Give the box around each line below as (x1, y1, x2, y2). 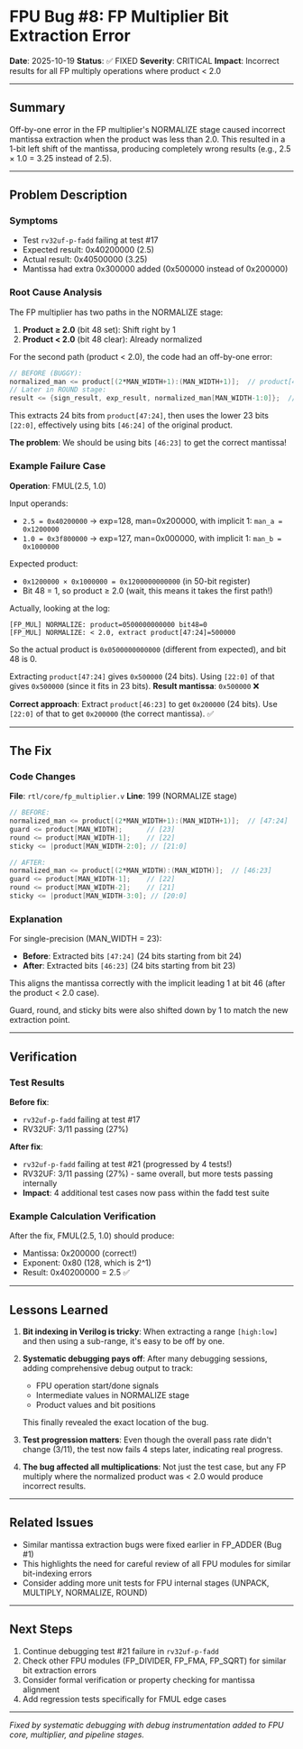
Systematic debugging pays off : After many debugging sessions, (22, 1353, 268, 1364)
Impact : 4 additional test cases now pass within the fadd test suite (22, 1187, 270, 1198)
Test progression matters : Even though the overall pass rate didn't (22, 1434, 272, 1445)
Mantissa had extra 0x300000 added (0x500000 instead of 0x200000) (22, 263, 289, 274)
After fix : (9, 1141, 43, 1152)
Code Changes (9, 769, 77, 782)
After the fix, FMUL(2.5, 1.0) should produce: (9, 1230, 175, 1241)
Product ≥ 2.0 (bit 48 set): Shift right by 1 (22, 324, 176, 335)
